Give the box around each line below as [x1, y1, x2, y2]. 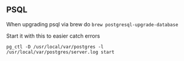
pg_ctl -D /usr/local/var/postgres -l [6, 44, 104, 50]
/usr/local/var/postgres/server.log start [6, 49, 115, 55]
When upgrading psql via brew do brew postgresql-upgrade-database [6, 20, 179, 28]
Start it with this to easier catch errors [6, 32, 101, 39]
